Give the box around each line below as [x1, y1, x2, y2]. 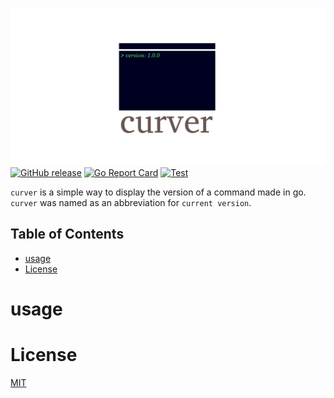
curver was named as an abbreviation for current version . [10, 197, 252, 208]
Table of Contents [10, 226, 125, 243]
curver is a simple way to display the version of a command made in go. [10, 186, 307, 198]
